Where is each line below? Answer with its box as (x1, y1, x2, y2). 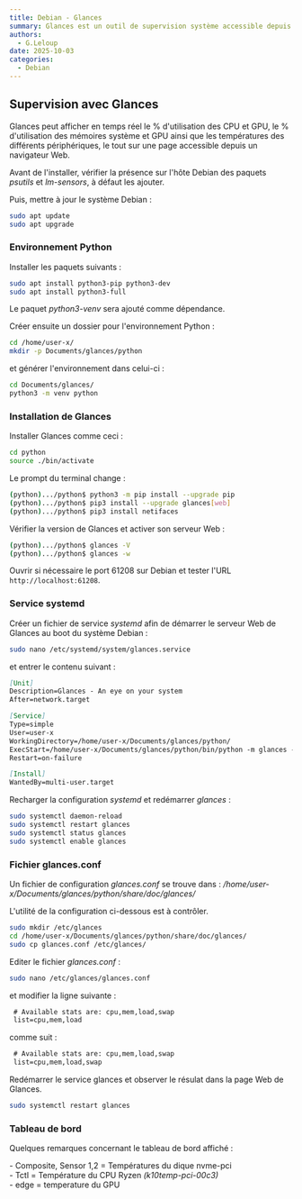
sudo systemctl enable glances (9, 837, 127, 846)
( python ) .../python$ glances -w (9, 549, 130, 559)
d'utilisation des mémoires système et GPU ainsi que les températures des (9, 130, 285, 141)
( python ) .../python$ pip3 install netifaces (9, 506, 179, 516)
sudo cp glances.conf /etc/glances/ (9, 940, 147, 949)
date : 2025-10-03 (9, 47, 75, 56)
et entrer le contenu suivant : (9, 661, 116, 672)
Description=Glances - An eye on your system (9, 686, 182, 696)
